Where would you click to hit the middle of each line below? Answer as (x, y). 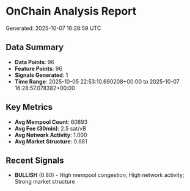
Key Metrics (29, 107)
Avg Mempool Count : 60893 (51, 122)
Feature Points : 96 (38, 68)
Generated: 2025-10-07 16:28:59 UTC (53, 28)
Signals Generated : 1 (41, 75)
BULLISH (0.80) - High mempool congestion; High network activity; (99, 175)
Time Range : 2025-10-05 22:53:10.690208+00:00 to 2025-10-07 (97, 81)
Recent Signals (35, 160)
